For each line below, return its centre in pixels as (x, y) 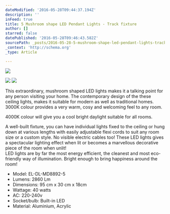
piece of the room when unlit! (36, 148)
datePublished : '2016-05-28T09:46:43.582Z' (52, 38)
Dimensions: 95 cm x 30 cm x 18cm (50, 184)
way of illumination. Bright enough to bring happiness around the (90, 158)
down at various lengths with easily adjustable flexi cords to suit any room (82, 132)
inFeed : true (19, 19)
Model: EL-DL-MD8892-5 (39, 174)
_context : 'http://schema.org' (38, 47)
